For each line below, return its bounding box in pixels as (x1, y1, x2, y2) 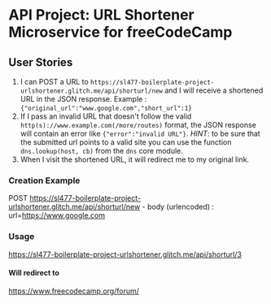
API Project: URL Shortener (8, 6, 195, 24)
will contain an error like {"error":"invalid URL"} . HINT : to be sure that (20, 128, 260, 138)
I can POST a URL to (20, 77, 90, 86)
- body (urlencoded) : (142, 202, 214, 212)
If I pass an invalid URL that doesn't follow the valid (20, 111, 192, 121)
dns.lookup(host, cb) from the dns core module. (20, 146, 183, 155)
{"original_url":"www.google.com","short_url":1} (20, 104, 193, 112)
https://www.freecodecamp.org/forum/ (8, 286, 140, 296)
